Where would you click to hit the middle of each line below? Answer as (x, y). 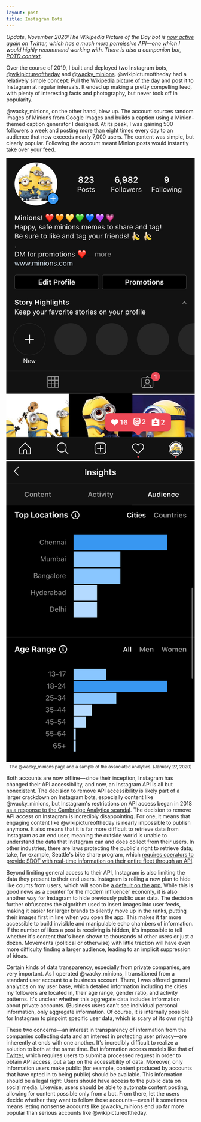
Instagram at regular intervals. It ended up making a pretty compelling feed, (99, 86)
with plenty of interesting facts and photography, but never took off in (92, 93)
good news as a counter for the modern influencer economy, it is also (92, 892)
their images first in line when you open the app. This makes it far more (94, 917)
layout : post (22, 13)
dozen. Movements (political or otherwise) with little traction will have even (98, 943)
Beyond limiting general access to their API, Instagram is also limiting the (96, 873)
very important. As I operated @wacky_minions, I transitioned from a (91, 974)
